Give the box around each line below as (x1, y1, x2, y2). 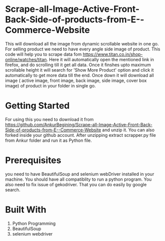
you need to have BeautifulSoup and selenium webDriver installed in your (5, 171, 155, 177)
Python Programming (12, 220, 56, 226)
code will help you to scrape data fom (5, 51, 82, 57)
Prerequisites (5, 155, 62, 166)
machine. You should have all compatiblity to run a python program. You (5, 176, 152, 182)
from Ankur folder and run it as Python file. (5, 137, 92, 143)
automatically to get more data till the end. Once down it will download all (5, 72, 154, 78)
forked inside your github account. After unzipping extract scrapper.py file (5, 132, 156, 138)
